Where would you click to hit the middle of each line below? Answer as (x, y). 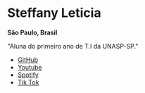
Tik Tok (28, 82)
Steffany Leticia (54, 13)
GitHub (28, 60)
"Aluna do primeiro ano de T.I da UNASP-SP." (73, 46)
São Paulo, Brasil (32, 32)
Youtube (30, 67)
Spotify (28, 75)
